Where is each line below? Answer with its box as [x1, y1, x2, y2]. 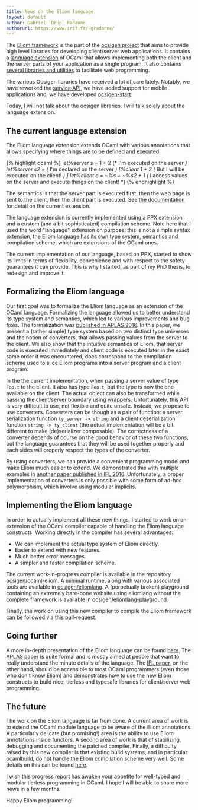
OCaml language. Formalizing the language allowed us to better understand [6, 309, 190, 316]
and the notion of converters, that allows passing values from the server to [6, 333, 188, 341]
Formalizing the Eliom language [6, 287, 125, 297]
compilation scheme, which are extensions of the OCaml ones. [6, 239, 158, 246]
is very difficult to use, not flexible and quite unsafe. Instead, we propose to [6, 402, 190, 409]
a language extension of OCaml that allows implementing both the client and [6, 54, 192, 61]
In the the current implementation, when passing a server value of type [6, 377, 179, 384]
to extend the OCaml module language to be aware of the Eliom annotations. [6, 723, 192, 730]
